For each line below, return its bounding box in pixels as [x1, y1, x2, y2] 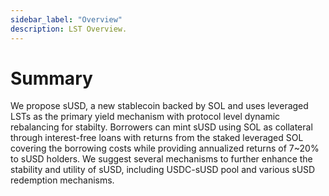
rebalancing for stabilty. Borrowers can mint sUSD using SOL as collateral [10, 121, 313, 133]
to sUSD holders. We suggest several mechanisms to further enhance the [10, 153, 313, 165]
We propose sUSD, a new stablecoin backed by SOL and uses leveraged [10, 100, 309, 112]
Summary [10, 67, 93, 90]
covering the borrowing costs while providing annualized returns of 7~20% [10, 142, 320, 155]
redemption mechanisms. [10, 174, 115, 186]
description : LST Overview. [10, 24, 128, 34]
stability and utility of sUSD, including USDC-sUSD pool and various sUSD [10, 164, 316, 176]
